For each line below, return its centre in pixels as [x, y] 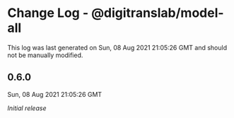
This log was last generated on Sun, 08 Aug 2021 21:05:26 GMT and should [117, 47]
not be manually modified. [45, 55]
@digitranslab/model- [157, 13]
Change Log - [48, 13]
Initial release [27, 108]
